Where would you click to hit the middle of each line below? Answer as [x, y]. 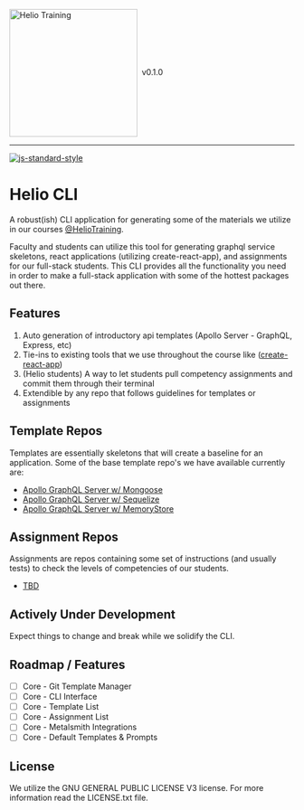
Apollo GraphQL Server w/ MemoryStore [98, 509]
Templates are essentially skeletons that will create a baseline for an [137, 453]
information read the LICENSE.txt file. [79, 798]
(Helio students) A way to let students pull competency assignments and [157, 373]
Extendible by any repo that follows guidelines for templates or [139, 392]
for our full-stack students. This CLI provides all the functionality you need [148, 266]
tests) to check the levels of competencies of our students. [119, 569]
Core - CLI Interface [60, 697]
